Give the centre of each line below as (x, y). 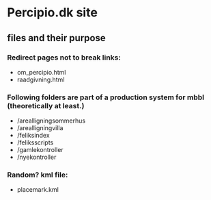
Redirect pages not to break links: (64, 58)
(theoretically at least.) (46, 105)
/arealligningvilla (40, 128)
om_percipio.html (41, 72)
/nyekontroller (37, 157)
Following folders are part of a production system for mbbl (106, 97)
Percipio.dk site (52, 13)
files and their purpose (56, 38)
